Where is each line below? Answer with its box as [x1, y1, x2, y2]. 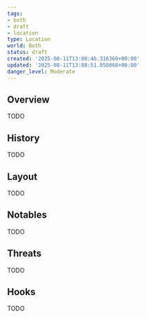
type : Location [7, 36, 51, 43]
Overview [7, 94, 50, 105]
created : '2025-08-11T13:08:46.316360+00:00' [7, 55, 140, 62]
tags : [7, 10, 23, 17]
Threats [7, 247, 42, 260]
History [7, 132, 40, 144]
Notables [7, 209, 48, 221]
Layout [7, 170, 38, 182]
